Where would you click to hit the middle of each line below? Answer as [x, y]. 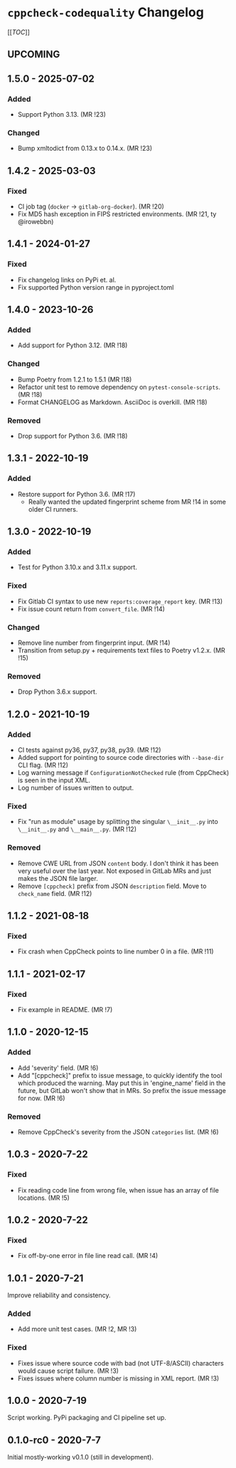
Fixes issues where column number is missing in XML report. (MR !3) [118, 1378]
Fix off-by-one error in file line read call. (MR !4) [88, 1256]
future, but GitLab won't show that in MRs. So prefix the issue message [122, 1090]
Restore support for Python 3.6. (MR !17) [76, 494]
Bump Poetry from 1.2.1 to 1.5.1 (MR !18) [75, 379]
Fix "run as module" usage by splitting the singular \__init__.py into [118, 822]
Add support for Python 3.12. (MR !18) [73, 345]
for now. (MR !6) [41, 1098]
